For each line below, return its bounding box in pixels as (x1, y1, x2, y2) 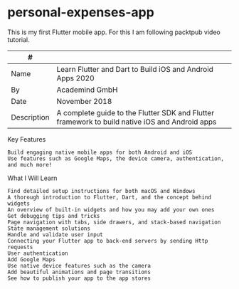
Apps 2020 (56, 73, 95, 83)
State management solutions (7, 225, 91, 232)
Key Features (7, 135, 46, 143)
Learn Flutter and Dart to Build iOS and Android (56, 64, 213, 74)
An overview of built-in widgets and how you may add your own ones (7, 206, 215, 214)
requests (7, 243, 33, 251)
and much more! (7, 161, 53, 168)
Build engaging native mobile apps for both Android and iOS (7, 149, 193, 156)
